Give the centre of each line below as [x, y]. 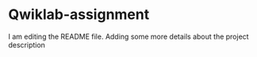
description [27, 44]
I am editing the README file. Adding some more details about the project [128, 36]
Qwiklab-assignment [79, 15]
